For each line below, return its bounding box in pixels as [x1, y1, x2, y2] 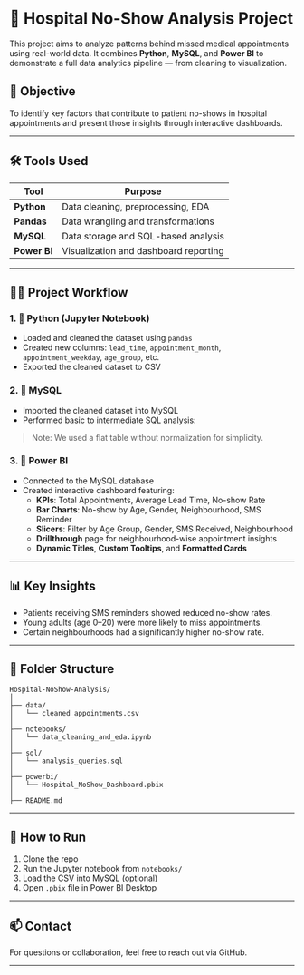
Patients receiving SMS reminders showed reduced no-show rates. [22, 607, 273, 618]
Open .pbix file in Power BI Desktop [22, 882, 157, 893]
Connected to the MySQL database [22, 475, 155, 486]
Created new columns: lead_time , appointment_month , [22, 342, 222, 353]
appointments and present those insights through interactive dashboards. [9, 117, 283, 128]
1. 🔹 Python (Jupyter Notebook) [9, 312, 150, 325]
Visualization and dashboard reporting [62, 244, 224, 257]
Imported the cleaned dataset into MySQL [22, 405, 179, 415]
